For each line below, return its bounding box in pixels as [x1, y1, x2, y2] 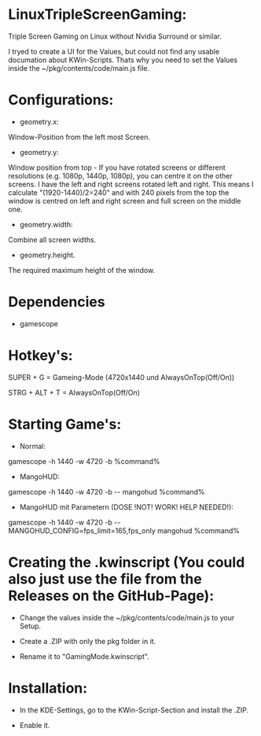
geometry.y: [19, 147, 59, 156]
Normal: [19, 441, 46, 451]
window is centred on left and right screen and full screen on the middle [8, 196, 241, 205]
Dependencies [8, 293, 105, 311]
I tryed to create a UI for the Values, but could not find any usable [8, 46, 220, 56]
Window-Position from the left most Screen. [8, 132, 151, 142]
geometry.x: [19, 116, 59, 127]
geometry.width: [19, 219, 73, 229]
